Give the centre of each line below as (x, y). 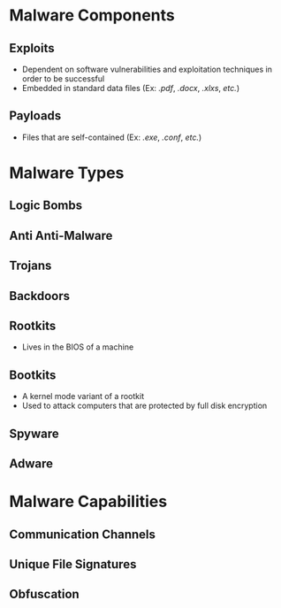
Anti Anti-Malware (61, 235)
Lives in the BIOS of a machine (78, 347)
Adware (31, 463)
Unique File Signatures (73, 564)
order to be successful (63, 79)
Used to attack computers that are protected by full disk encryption (144, 406)
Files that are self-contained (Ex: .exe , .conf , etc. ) (112, 137)
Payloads (35, 116)
